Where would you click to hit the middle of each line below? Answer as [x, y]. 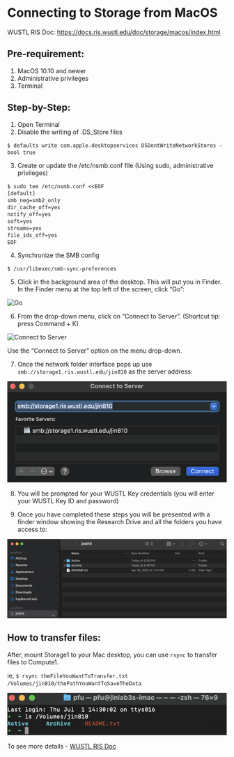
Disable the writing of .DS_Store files [70, 132]
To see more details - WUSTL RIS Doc [62, 746]
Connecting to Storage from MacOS [112, 13]
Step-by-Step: [39, 108]
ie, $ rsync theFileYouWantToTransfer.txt [68, 675]
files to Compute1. [33, 662]
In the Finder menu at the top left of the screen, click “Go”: [101, 289]
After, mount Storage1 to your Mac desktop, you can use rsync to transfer [112, 655]
